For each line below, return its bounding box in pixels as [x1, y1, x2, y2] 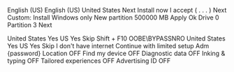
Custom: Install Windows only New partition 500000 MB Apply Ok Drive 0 [7, 13, 219, 22]
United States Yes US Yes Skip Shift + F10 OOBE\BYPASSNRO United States [7, 34, 226, 43]
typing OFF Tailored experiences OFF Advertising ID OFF [7, 57, 171, 65]
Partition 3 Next [7, 21, 52, 29]
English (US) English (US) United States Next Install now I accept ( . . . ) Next [7, 6, 227, 14]
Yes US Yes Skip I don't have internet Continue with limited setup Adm [7, 42, 210, 50]
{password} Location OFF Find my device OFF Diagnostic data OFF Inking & [7, 49, 226, 57]
